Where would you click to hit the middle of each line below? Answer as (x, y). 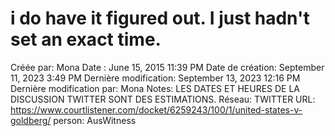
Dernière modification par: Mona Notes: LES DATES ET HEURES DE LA (155, 88)
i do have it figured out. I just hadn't (160, 18)
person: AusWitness (95, 120)
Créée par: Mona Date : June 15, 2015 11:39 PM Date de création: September (167, 67)
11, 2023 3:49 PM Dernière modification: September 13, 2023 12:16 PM (155, 78)
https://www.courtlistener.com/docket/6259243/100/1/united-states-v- (156, 109)
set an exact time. (86, 39)
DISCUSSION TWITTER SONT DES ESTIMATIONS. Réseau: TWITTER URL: (163, 99)
